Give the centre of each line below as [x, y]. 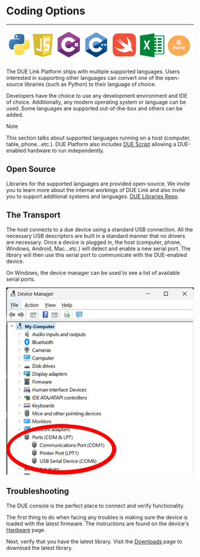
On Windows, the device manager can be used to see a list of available [93, 273]
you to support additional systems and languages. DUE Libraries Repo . [93, 196]
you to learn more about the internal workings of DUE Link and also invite [96, 190]
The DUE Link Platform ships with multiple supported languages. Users [93, 72]
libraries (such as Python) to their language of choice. [90, 84]
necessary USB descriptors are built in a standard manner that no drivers [96, 236]
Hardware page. [26, 530]
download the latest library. [40, 547]
